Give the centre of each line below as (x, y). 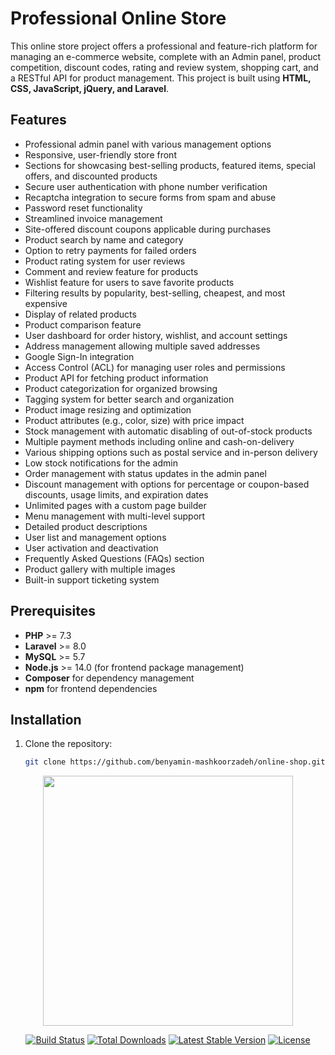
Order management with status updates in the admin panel (145, 473)
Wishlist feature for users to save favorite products (129, 282)
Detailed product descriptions (86, 526)
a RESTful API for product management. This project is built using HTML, (161, 78)
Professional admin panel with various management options (148, 144)
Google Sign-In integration (79, 356)
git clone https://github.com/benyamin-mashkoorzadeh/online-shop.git (175, 762)
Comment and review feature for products (111, 271)
